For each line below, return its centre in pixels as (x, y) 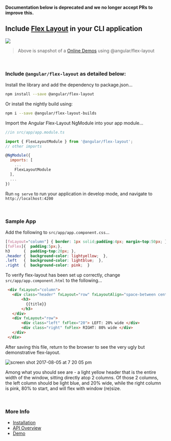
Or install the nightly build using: (39, 103)
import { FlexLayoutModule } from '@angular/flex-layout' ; (69, 141)
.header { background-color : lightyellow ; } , (57, 256)
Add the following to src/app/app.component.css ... (58, 232)
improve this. (20, 13)
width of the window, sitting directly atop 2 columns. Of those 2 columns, (82, 377)
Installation (24, 423)
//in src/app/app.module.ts (35, 132)
